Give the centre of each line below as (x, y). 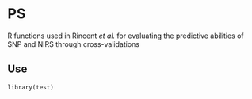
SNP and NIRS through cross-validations (74, 44)
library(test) (31, 87)
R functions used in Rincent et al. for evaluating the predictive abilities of (126, 36)
